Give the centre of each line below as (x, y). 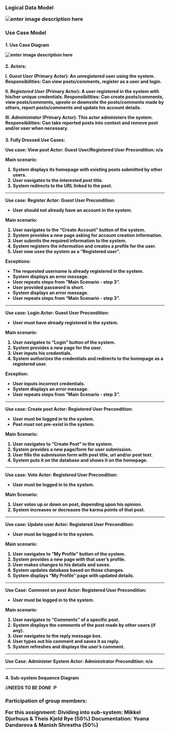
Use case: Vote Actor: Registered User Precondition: (61, 475)
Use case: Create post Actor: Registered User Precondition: (69, 409)
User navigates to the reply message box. (57, 636)
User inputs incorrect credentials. (49, 384)
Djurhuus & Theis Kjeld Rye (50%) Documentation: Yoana (77, 718)
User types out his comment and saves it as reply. (66, 641)
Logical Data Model (30, 8)
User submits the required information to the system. (70, 241)
